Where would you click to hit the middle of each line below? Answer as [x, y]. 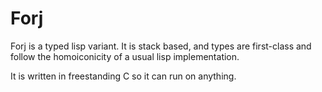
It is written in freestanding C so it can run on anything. [123, 76]
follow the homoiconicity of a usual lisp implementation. [125, 56]
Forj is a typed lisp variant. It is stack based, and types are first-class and [161, 46]
